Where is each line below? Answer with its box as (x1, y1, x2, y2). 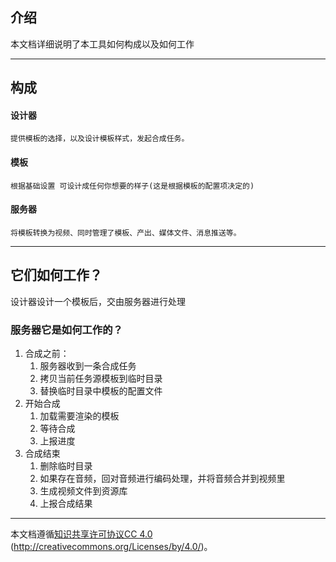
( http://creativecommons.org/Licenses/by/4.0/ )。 (10, 540, 213, 552)
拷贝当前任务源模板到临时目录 (39, 372, 163, 384)
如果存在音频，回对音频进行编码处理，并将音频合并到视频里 (39, 472, 286, 484)
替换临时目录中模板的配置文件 (39, 384, 163, 397)
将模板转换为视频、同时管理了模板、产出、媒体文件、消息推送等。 (10, 228, 242, 238)
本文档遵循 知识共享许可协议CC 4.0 (10, 528, 153, 540)
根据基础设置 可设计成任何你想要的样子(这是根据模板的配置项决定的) (10, 181, 255, 191)
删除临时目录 (39, 459, 93, 472)
